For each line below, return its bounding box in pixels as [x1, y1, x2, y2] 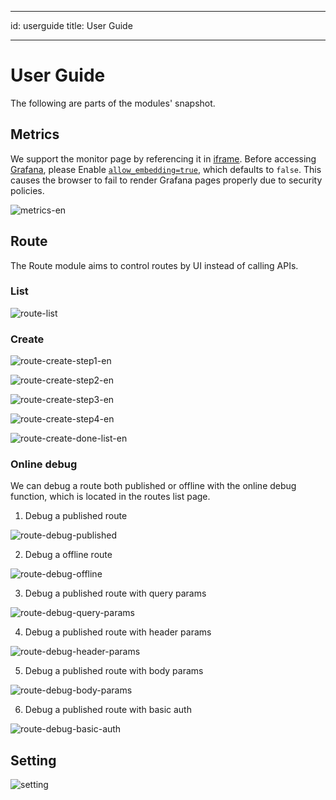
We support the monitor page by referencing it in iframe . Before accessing [10, 152, 317, 165]
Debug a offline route [24, 549, 113, 561]
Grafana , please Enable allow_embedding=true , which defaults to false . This [10, 163, 322, 175]
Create [10, 332, 45, 346]
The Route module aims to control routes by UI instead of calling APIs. [10, 259, 299, 271]
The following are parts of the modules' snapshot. [10, 97, 216, 109]
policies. [10, 184, 45, 196]
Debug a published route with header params [24, 626, 212, 638]
